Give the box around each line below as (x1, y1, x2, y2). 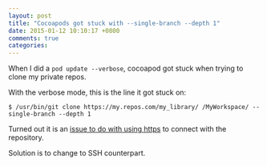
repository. (8, 133, 44, 143)
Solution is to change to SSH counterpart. (8, 148, 146, 158)
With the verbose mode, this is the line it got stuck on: (8, 87, 187, 97)
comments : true (8, 34, 59, 43)
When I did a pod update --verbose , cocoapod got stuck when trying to (8, 63, 244, 73)
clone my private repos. (8, 72, 87, 82)
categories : (8, 42, 48, 50)
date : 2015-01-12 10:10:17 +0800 (8, 26, 120, 34)
